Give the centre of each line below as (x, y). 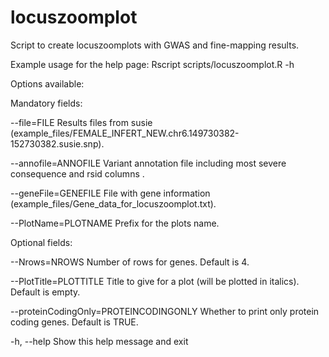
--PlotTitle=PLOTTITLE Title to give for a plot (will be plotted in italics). (155, 281)
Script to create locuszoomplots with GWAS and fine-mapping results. (155, 45)
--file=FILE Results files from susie (81, 122)
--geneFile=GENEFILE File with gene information (110, 193)
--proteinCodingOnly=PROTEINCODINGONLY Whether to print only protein (165, 311)
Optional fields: (41, 242)
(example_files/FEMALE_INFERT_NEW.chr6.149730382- (125, 133)
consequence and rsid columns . (77, 173)
